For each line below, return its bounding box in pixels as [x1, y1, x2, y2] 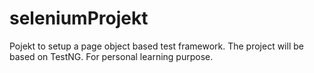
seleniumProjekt [9, 7, 149, 30]
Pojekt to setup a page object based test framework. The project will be [9, 40, 304, 52]
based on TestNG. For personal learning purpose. [9, 50, 214, 62]
